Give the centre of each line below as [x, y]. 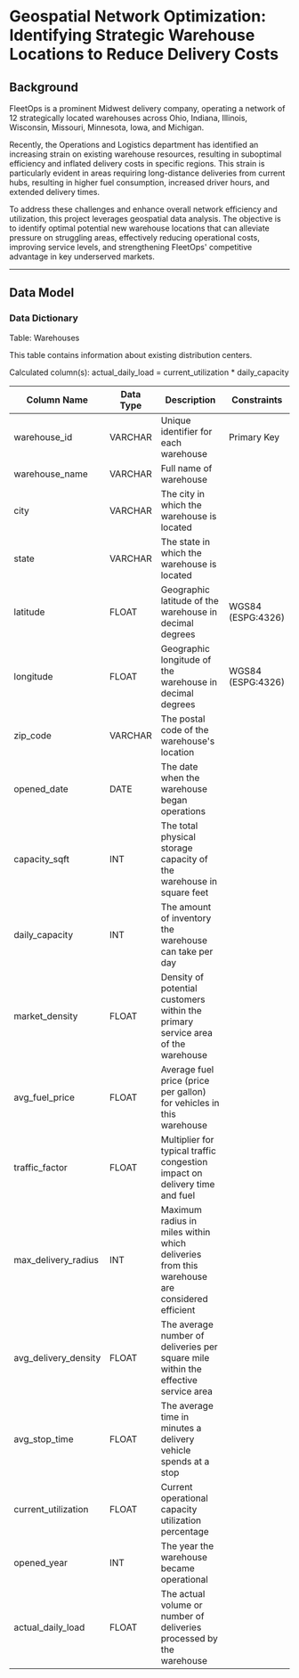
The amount [186, 907]
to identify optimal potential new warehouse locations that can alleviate [139, 228]
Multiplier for [187, 1139]
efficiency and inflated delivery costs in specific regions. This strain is [137, 163]
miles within [186, 1232]
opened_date [41, 788]
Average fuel [187, 1069]
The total [179, 826]
